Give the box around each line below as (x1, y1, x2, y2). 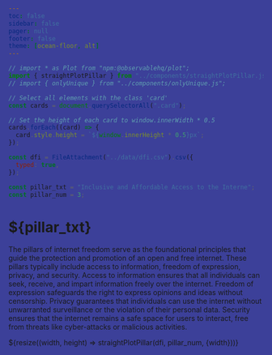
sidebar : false (8, 19, 60, 28)
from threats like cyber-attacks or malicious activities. (8, 322, 188, 332)
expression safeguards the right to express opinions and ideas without (8, 288, 243, 297)
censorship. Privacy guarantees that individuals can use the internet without (8, 297, 262, 306)
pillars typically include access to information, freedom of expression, (8, 262, 241, 272)
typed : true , (15, 160, 60, 169)
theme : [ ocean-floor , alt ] (8, 42, 100, 50)
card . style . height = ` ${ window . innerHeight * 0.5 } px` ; (15, 131, 205, 139)
